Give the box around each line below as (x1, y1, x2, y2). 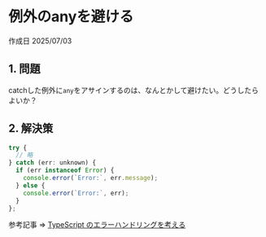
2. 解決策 (8, 121, 54, 135)
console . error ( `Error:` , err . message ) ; (23, 174, 159, 182)
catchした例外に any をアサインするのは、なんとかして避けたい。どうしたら (8, 85, 259, 94)
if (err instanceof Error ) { (15, 166, 115, 175)
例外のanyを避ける (8, 7, 134, 26)
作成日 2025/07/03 (8, 36, 72, 46)
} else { (15, 181, 46, 190)
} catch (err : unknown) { (8, 159, 96, 167)
